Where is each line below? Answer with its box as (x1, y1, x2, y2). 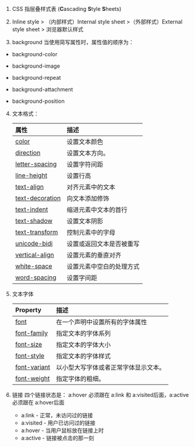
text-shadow (15, 217, 53, 225)
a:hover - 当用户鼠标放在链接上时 (21, 427, 104, 434)
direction (15, 149, 41, 157)
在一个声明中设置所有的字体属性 (56, 318, 147, 326)
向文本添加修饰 (66, 194, 110, 203)
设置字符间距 (66, 160, 104, 168)
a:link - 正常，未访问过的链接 (21, 412, 93, 419)
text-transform (15, 228, 58, 236)
